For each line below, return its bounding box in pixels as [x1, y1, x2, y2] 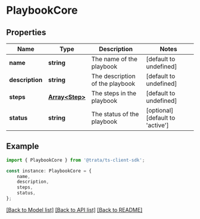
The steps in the [91, 89, 137, 97]
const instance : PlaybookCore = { [6, 168, 92, 174]
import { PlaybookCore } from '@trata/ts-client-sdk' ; [6, 157, 145, 163]
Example [6, 141, 39, 152]
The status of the [91, 110, 139, 118]
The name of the [91, 55, 138, 63]
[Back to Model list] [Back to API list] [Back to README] [6, 206, 143, 213]
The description [91, 72, 136, 80]
